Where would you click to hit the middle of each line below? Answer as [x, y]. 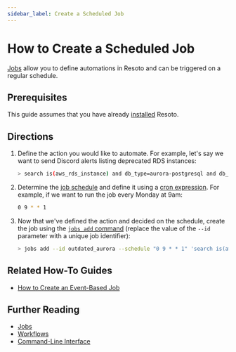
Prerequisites [37, 97]
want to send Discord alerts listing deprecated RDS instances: [107, 161]
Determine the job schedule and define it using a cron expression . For [118, 188]
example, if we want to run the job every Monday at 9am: [100, 195]
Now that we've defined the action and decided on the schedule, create [121, 221]
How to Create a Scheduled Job [101, 48]
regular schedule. [33, 75]
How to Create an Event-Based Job [68, 287]
